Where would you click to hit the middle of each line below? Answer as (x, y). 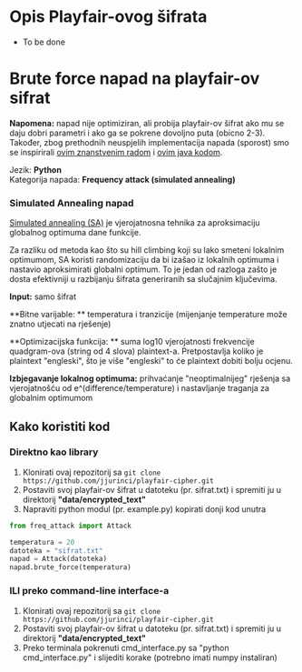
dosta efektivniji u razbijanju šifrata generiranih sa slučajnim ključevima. (144, 279)
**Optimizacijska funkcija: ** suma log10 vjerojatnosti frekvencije (132, 342)
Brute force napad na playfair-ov (135, 79)
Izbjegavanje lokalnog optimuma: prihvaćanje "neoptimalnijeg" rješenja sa (150, 378)
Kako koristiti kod (60, 426)
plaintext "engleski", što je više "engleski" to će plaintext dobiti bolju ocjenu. (151, 361)
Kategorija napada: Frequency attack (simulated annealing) (122, 179)
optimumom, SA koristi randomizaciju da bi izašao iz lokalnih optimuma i (144, 260)
